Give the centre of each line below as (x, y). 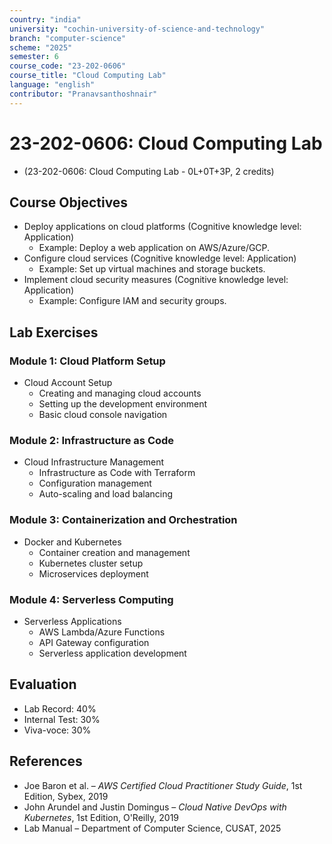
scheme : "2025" (41, 47)
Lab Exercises (54, 332)
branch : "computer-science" (68, 38)
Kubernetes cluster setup (91, 563)
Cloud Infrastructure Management (94, 462)
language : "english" (52, 85)
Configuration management (95, 483)
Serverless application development (112, 653)
